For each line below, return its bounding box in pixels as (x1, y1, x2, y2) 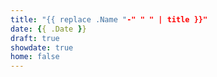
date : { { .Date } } (10, 24, 87, 34)
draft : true (10, 33, 60, 43)
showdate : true (10, 42, 74, 53)
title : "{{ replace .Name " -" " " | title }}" (10, 14, 208, 25)
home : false (10, 52, 60, 62)
